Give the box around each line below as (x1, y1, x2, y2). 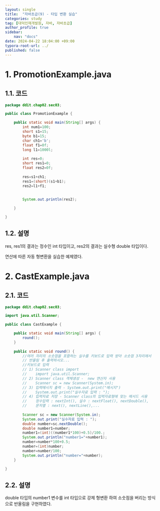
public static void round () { (14, 349, 75, 354)
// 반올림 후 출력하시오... (22, 358, 70, 363)
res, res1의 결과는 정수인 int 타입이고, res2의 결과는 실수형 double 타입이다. (5, 243, 149, 249)
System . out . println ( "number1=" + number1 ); (22, 435, 108, 440)
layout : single (5, 7, 36, 12)
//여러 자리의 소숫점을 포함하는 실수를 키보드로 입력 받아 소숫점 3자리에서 (22, 353, 152, 358)
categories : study (5, 16, 42, 21)
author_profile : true (5, 25, 49, 30)
